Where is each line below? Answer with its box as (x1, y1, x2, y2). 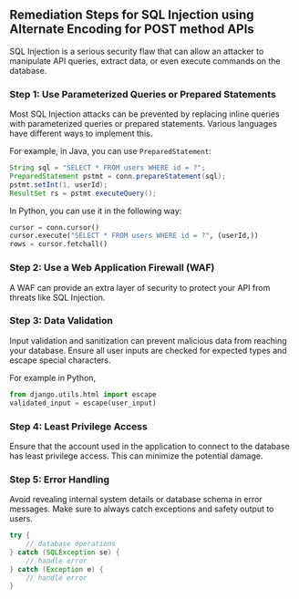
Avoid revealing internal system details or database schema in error (9, 494, 263, 505)
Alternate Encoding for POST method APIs (9, 22, 255, 37)
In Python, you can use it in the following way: (9, 205, 182, 216)
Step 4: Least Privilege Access (9, 419, 148, 432)
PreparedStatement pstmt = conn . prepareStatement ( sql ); (9, 171, 226, 181)
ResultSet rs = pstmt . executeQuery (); (9, 189, 157, 198)
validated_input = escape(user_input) (9, 398, 157, 408)
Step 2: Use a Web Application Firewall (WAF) (9, 262, 215, 274)
